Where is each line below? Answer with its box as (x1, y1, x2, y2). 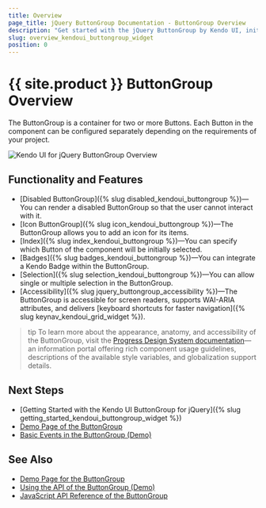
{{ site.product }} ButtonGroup (8, 75, 214, 93)
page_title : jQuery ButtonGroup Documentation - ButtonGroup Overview (8, 19, 246, 27)
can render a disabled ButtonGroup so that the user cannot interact (34, 203, 253, 212)
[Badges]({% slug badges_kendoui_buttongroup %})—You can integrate (19, 252, 256, 262)
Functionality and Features (8, 173, 143, 187)
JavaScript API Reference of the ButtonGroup (19, 491, 169, 500)
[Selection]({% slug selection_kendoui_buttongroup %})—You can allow (19, 270, 255, 279)
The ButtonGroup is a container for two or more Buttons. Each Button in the (8, 118, 253, 127)
